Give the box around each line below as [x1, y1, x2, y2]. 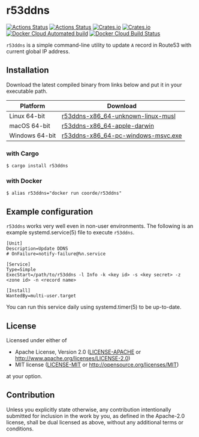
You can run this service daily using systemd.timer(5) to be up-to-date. [6, 303, 182, 311]
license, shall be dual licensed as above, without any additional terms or [6, 418, 184, 426]
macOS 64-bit [9, 121, 50, 129]
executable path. [6, 88, 48, 95]
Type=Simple [6, 267, 36, 273]
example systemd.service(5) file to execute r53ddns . [6, 229, 135, 236]
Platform [20, 101, 46, 110]
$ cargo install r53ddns [6, 163, 68, 169]
